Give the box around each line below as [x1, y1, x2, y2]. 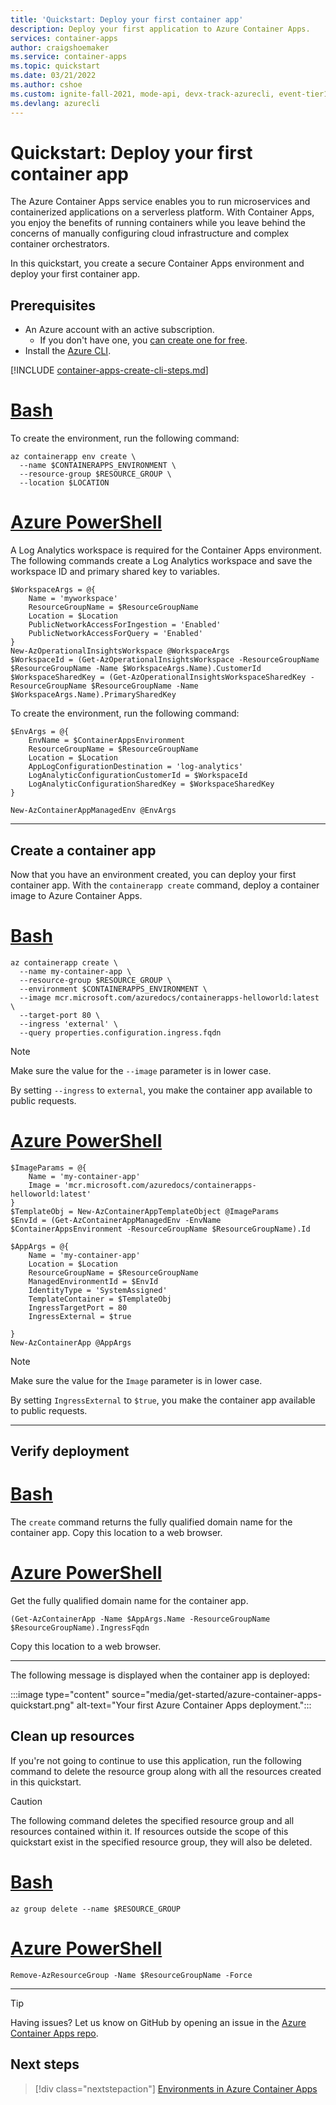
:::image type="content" [10, 1689, 110, 1701]
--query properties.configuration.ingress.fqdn [19, 1027, 222, 1038]
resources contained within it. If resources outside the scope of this [10, 1825, 289, 1837]
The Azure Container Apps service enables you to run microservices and [10, 196, 311, 208]
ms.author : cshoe [10, 80, 83, 90]
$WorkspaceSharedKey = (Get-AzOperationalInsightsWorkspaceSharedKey [10, 672, 307, 683]
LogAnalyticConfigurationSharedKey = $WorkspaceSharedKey [28, 779, 275, 790]
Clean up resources [10, 1728, 135, 1745]
